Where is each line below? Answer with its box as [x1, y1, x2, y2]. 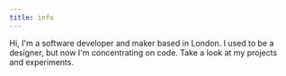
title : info [9, 13, 54, 22]
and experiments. [9, 56, 75, 67]
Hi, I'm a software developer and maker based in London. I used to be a [9, 38, 274, 48]
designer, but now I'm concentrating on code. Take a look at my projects [9, 46, 278, 58]
